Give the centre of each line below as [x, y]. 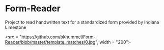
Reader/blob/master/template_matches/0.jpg [50, 42]
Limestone [16, 27]
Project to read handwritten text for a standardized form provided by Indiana [82, 22]
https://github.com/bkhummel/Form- [58, 37]
